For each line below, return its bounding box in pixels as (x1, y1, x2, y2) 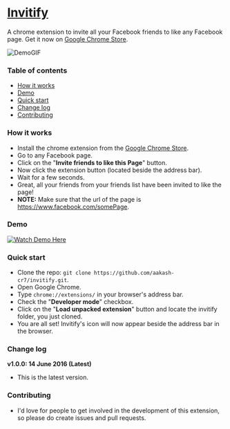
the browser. (17, 327, 53, 336)
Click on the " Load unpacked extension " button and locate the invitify (17, 305, 218, 314)
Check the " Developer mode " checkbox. (17, 298, 134, 306)
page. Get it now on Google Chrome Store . (7, 35, 128, 43)
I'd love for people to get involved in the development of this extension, (17, 406, 220, 414)
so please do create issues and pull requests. (17, 413, 146, 422)
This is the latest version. (17, 373, 88, 381)
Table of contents (7, 66, 68, 75)
